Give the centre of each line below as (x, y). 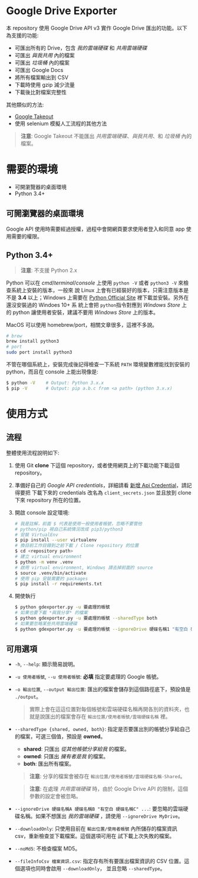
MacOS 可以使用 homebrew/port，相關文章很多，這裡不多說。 (82, 325)
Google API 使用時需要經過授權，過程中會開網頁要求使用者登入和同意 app (95, 229)
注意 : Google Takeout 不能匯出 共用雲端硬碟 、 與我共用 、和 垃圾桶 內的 (106, 136)
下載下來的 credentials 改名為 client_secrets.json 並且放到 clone (111, 492)
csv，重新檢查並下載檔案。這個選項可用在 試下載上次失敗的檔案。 (95, 836)
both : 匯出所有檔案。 (49, 764)
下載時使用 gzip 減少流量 (44, 84)
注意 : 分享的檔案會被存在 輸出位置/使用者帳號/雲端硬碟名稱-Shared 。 (107, 777)
